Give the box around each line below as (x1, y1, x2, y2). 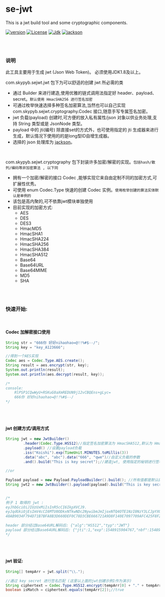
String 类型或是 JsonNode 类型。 (18, 121, 85, 127)
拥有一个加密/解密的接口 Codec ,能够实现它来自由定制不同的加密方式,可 (12, 175, 157, 181)
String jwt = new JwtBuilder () (5, 436, 70, 441)
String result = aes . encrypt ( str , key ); (5, 363, 90, 368)
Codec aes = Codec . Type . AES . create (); (5, 358, 85, 363)
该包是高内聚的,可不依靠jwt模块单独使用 (12, 198, 94, 204)
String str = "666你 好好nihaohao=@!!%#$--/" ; (5, 340, 100, 345)
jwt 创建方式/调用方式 (5, 425, 49, 431)
